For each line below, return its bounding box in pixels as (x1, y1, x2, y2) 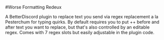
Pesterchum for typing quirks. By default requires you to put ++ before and (5, 19, 159, 25)
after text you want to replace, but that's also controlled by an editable (5, 24, 150, 30)
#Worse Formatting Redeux (5, 4, 61, 10)
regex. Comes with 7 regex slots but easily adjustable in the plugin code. (5, 30, 155, 35)
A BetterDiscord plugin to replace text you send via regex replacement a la (5, 14, 158, 19)
